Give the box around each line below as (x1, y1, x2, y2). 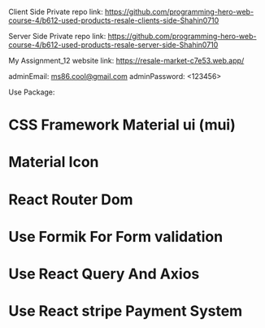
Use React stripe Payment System (8, 302, 243, 321)
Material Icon (8, 153, 99, 172)
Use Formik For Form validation (8, 227, 224, 246)
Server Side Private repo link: (8, 32, 106, 41)
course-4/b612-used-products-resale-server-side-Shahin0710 (8, 40, 219, 50)
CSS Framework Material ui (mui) (8, 116, 236, 134)
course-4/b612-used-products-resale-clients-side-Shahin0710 (8, 15, 219, 25)
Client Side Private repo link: (8, 7, 103, 16)
